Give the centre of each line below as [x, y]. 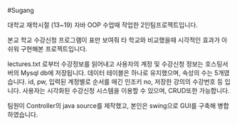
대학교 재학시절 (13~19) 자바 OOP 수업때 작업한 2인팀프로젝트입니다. [102, 25]
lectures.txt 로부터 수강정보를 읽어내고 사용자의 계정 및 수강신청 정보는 [106, 64]
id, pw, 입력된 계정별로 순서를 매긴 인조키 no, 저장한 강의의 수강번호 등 [126, 82]
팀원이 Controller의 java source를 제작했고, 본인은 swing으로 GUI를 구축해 [112, 105]
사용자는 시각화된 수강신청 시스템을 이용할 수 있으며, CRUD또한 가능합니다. [126, 91]
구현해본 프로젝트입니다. [54, 49]
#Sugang [21, 10]
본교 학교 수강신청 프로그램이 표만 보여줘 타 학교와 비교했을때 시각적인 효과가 [114, 40]
